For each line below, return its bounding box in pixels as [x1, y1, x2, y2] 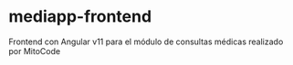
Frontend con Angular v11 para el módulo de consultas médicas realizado [8, 36, 284, 47]
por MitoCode [8, 45, 61, 56]
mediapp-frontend [8, 6, 152, 27]
